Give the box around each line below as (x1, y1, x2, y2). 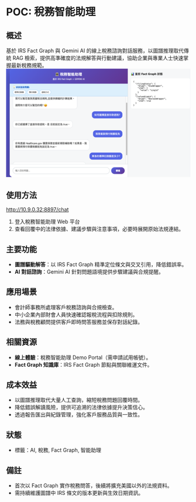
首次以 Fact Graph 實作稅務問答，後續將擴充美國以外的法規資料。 (14, 481, 173, 489)
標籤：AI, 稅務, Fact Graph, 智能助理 (14, 446, 101, 454)
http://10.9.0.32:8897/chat (6, 206, 69, 213)
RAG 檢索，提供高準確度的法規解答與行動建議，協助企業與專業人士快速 (12, 54, 184, 62)
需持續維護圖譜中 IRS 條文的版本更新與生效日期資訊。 (14, 489, 144, 496)
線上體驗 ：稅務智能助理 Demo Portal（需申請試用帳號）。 (14, 354, 152, 361)
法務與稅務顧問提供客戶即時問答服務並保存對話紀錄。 (14, 318, 143, 325)
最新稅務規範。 (11, 62, 47, 69)
